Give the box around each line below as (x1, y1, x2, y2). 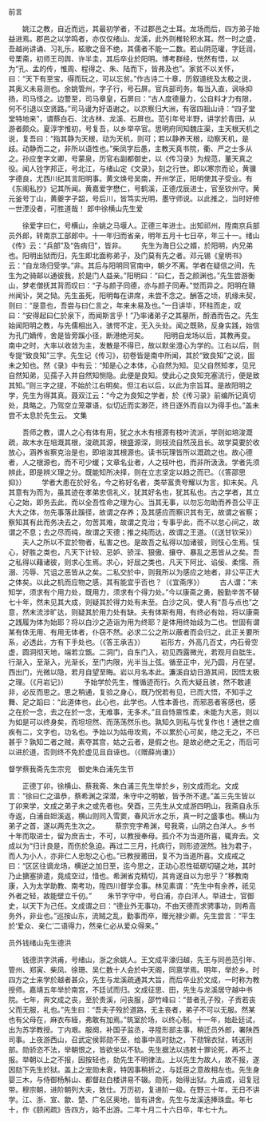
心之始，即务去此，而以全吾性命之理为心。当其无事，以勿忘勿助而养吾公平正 (8, 498, 260, 507)
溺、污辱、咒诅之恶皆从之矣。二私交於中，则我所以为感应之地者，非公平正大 (8, 567, 260, 577)
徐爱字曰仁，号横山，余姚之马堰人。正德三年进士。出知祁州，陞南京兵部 (22, 221, 260, 230)
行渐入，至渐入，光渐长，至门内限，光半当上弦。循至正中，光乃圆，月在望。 (8, 658, 260, 666)
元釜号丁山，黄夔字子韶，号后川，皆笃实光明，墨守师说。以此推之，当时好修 (8, 194, 260, 203)
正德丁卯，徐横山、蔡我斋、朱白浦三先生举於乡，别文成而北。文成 (22, 782, 239, 790)
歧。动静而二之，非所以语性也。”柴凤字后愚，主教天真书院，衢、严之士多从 (8, 144, 253, 153)
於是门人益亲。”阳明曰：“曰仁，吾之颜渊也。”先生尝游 (77, 271, 249, 280)
